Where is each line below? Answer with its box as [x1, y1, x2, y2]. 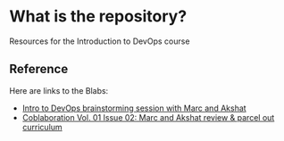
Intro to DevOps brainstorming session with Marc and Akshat [21, 103, 247, 113]
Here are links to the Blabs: [9, 85, 109, 95]
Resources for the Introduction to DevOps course [9, 36, 190, 46]
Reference [9, 62, 69, 77]
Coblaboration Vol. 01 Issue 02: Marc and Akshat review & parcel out [21, 112, 275, 122]
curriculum [21, 121, 63, 132]
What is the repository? [9, 6, 188, 27]
